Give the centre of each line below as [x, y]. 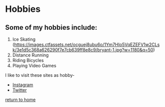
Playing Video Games [34, 66]
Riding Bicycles [28, 60]
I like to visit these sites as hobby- [40, 75]
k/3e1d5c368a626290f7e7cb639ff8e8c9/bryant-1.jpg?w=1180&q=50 [83, 50]
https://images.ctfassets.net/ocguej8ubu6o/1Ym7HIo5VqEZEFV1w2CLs [87, 45]
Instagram [23, 85]
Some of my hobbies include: [51, 27]
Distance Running [30, 55]
